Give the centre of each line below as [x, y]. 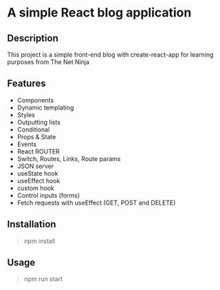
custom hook [36, 188]
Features [26, 84]
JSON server [35, 166]
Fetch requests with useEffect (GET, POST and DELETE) [96, 203]
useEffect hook [38, 180]
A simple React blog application [99, 13]
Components [35, 100]
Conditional [33, 130]
